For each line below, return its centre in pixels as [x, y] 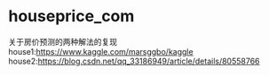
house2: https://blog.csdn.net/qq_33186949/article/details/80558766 [134, 61]
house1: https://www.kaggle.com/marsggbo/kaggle [101, 51]
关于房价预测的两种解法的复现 [63, 41]
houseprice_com [71, 16]
